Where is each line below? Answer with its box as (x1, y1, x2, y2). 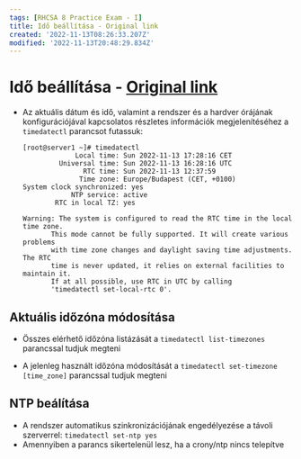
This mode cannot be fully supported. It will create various (50, 230, 289, 239)
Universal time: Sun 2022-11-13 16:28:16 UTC (58, 159, 233, 168)
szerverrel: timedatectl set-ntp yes (22, 429, 157, 440)
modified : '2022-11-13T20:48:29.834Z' (9, 38, 155, 48)
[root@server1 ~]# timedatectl (22, 143, 140, 153)
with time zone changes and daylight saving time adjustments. (50, 246, 293, 255)
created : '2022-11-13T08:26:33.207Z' (9, 30, 151, 39)
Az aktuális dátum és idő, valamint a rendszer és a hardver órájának (22, 107, 273, 118)
